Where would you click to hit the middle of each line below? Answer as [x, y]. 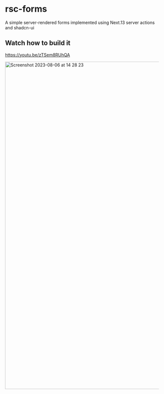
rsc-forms [26, 9]
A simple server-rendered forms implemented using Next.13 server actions [80, 22]
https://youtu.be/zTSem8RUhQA [38, 55]
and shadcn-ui [20, 27]
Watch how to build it [38, 43]
